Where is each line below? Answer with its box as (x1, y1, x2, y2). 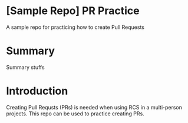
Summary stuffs (6, 64, 45, 71)
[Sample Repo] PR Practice (6, 4, 140, 18)
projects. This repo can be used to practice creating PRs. (6, 110, 144, 117)
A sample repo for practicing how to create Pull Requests (6, 24, 144, 31)
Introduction (6, 84, 68, 98)
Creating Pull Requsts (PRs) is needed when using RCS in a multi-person (6, 104, 183, 111)
